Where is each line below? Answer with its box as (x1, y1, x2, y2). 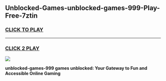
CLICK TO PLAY (5, 27, 43, 33)
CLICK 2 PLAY (5, 45, 40, 52)
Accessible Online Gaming (5, 70, 61, 76)
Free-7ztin (5, 12, 38, 20)
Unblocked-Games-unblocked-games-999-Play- (5, 4, 160, 12)
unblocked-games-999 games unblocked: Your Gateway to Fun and (5, 65, 147, 71)
